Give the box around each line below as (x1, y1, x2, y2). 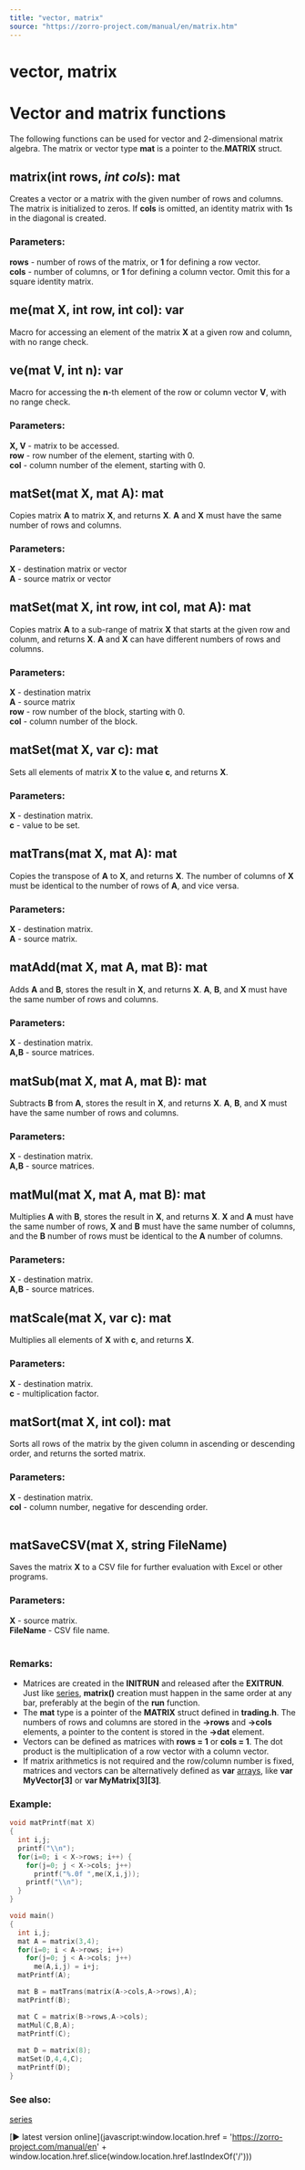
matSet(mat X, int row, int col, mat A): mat (9, 600, 252, 615)
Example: (9, 1798, 52, 1810)
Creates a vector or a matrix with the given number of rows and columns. (9, 194, 284, 204)
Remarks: (9, 1657, 53, 1670)
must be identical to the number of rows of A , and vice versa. (9, 880, 239, 891)
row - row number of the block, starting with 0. (9, 706, 186, 717)
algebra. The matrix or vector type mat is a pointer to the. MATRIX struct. (9, 142, 282, 153)
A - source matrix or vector (9, 572, 112, 584)
